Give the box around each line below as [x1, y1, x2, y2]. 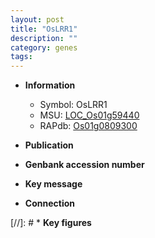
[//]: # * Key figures [10, 217, 92, 229]
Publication [24, 139, 74, 151]
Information [24, 79, 76, 91]
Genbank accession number [24, 159, 145, 171]
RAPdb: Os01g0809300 [39, 120, 138, 132]
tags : [10, 52, 33, 62]
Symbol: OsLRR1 [39, 99, 108, 111]
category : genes [10, 42, 78, 53]
